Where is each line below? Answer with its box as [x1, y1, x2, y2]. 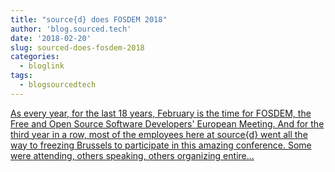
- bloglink [19, 61, 65, 71]
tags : [10, 71, 33, 81]
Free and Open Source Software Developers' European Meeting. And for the [10, 117, 325, 130]
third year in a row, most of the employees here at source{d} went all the [10, 128, 308, 140]
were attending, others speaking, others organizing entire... [10, 149, 255, 161]
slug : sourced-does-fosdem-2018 [10, 42, 145, 53]
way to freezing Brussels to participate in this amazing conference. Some [10, 139, 312, 151]
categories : [10, 52, 60, 62]
